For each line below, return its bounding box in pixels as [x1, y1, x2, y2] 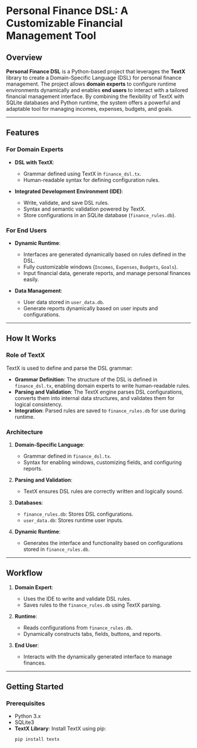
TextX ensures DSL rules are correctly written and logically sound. [23, 488, 184, 495]
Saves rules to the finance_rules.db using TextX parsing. [23, 601, 162, 608]
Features [6, 128, 39, 138]
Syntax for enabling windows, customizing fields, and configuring [23, 459, 182, 466]
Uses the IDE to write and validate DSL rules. [23, 595, 132, 602]
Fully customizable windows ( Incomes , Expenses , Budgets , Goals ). [23, 263, 178, 270]
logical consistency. [14, 401, 63, 408]
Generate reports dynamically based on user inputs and [23, 304, 158, 312]
